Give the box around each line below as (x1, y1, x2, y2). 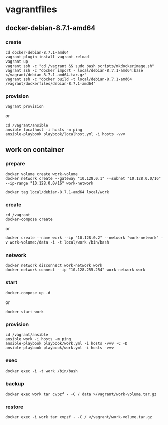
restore (5, 403, 24, 410)
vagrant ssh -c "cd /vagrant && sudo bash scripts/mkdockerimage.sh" (5, 63, 155, 69)
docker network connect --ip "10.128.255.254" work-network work (5, 267, 145, 273)
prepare (5, 160, 25, 167)
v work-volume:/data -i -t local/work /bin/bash (5, 240, 109, 245)
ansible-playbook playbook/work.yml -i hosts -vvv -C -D (5, 341, 128, 346)
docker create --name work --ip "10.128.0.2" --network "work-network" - (5, 235, 164, 240)
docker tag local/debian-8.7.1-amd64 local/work (5, 189, 109, 195)
